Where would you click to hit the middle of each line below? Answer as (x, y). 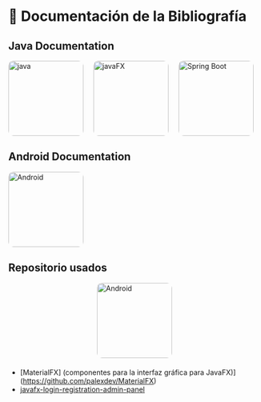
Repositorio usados (58, 268)
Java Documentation (61, 46)
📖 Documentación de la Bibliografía (127, 16)
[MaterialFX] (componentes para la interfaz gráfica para (112, 372)
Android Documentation (70, 157)
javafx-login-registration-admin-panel (82, 389)
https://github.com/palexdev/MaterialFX (88, 380)
